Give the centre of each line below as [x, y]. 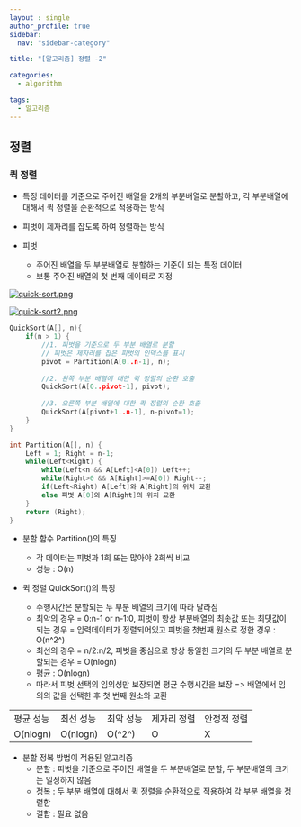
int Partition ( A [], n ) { [56, 445]
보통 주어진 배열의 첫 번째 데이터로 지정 [104, 277]
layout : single [40, 18]
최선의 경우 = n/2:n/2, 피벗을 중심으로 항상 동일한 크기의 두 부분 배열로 [159, 650]
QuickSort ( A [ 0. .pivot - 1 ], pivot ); [106, 387]
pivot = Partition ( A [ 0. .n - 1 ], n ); [106, 361]
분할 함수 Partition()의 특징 [69, 539]
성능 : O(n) [55, 569]
